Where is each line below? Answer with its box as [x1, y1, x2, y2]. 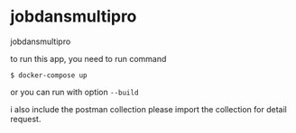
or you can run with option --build [10, 86, 139, 97]
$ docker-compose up [10, 70, 88, 80]
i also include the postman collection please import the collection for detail [10, 103, 287, 114]
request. [10, 113, 42, 124]
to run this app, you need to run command [10, 53, 167, 64]
